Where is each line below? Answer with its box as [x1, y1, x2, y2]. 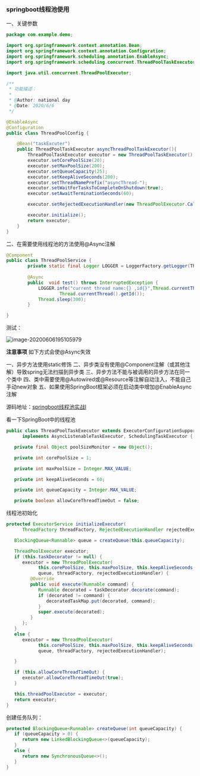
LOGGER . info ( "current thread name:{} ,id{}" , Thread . [37, 285, 171, 291]
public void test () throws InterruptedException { [27, 280, 159, 286]
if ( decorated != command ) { [37, 592, 111, 599]
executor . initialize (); [27, 212, 86, 218]
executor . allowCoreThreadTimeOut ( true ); [21, 675, 124, 681]
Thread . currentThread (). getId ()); [59, 290, 145, 297]
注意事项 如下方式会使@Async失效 [6, 348, 91, 355]
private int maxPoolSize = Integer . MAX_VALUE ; [14, 465, 132, 471]
